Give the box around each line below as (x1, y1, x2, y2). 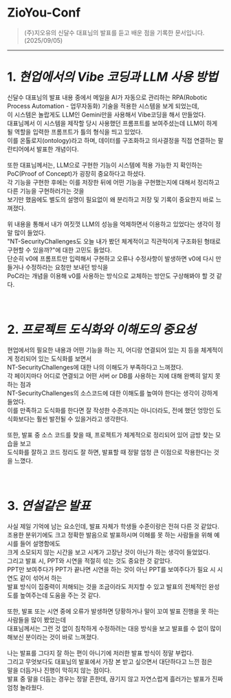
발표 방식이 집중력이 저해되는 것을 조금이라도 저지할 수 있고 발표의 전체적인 (7, 582, 208, 590)
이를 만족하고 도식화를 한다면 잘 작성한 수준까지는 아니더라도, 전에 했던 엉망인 (7, 406, 214, 415)
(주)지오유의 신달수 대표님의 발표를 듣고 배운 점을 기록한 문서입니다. (23, 28, 205, 37)
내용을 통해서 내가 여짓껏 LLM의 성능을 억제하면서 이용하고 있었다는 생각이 (14, 219, 214, 228)
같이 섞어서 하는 (19, 574, 63, 582)
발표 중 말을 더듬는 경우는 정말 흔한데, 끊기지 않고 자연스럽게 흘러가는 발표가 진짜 (7, 675, 223, 683)
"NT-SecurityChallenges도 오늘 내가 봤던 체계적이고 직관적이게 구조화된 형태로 (7, 237, 221, 246)
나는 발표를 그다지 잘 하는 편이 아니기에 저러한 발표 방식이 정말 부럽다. (7, 648, 194, 657)
